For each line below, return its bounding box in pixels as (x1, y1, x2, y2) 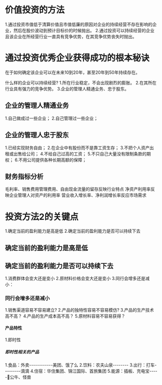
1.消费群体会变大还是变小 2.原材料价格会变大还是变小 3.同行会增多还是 (5, 276, 146, 281)
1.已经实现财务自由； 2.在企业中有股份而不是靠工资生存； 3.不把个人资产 (5, 144, 150, 151)
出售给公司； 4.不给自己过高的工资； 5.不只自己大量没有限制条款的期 (13, 151, 151, 157)
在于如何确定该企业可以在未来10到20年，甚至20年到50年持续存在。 (5, 69, 140, 75)
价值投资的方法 (5, 4, 65, 16)
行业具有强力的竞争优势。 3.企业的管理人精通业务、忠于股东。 (5, 86, 130, 91)
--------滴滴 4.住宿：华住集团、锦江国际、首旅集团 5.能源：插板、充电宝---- (5, 368, 158, 374)
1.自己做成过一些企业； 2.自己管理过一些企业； (5, 115, 98, 121)
